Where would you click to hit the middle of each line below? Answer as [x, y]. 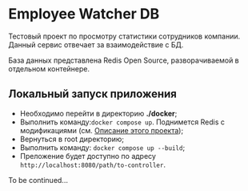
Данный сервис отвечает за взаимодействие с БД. [96, 44]
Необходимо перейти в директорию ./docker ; [98, 113]
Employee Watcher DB [84, 14]
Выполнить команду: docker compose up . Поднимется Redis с [122, 122]
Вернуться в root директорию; [72, 139]
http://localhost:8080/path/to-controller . [93, 165]
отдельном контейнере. [49, 68]
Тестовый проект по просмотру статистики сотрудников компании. [124, 36]
